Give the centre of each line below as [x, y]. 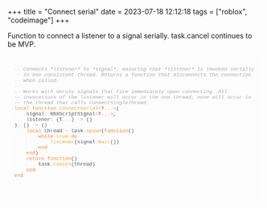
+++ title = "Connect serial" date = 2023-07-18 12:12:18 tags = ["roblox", [127, 12]
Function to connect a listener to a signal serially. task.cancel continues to [130, 36]
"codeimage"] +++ [39, 20]
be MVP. [22, 44]
